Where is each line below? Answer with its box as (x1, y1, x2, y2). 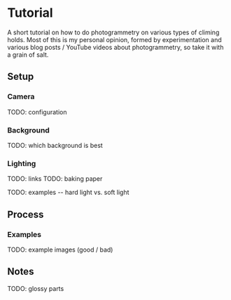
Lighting (7, 158, 36, 168)
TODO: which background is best (7, 141, 103, 149)
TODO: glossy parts (7, 284, 64, 292)
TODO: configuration (7, 107, 67, 116)
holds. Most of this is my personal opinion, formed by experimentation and (7, 35, 222, 43)
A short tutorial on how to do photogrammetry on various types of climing (7, 28, 220, 36)
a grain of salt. (7, 50, 49, 59)
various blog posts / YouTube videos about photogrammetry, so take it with (7, 43, 224, 51)
